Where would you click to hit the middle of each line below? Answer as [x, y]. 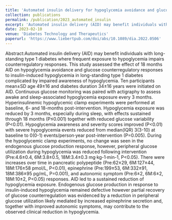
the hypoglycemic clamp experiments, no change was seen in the [74, 141]
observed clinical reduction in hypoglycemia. [52, 212]
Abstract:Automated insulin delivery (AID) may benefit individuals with [79, 53]
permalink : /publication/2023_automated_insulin [58, 20]
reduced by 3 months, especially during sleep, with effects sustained [78, 113]
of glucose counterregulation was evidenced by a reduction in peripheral [82, 195]
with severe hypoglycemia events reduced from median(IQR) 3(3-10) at [80, 130]
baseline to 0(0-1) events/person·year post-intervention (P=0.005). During [83, 135]
